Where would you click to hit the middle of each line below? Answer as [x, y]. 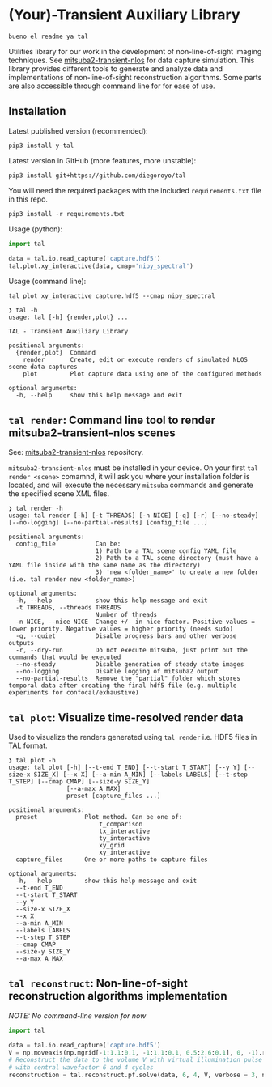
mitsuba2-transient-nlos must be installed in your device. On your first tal [134, 468]
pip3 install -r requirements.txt [67, 214]
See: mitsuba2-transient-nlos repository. [76, 452]
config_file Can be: [68, 544]
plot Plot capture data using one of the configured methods [143, 374]
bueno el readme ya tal [49, 36]
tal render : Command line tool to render [112, 420]
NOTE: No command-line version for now [77, 1015]
